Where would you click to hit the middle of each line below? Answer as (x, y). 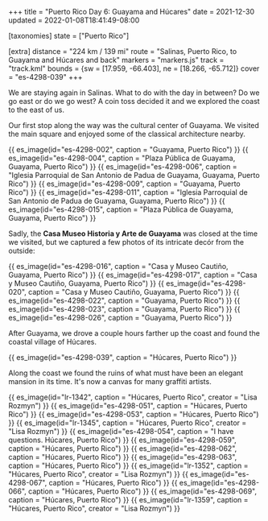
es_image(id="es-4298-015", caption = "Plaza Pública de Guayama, (121, 209)
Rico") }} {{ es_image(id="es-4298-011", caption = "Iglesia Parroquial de (128, 192)
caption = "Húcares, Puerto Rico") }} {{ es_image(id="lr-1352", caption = (128, 465)
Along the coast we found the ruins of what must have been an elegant (126, 373)
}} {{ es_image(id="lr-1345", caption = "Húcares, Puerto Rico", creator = (128, 423)
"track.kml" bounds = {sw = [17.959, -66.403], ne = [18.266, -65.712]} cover (134, 68)
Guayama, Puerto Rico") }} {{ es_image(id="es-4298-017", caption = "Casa (133, 275)
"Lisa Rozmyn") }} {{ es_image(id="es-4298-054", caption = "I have (121, 431)
